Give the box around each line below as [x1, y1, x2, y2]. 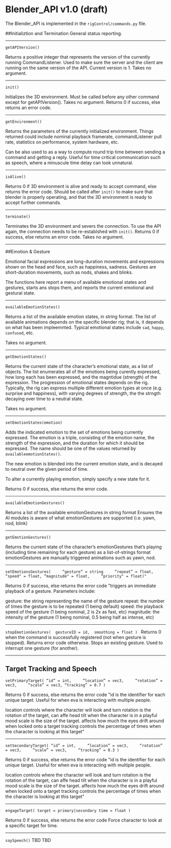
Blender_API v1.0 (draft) [5, 4, 108, 15]
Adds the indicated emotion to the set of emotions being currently [5, 429, 144, 435]
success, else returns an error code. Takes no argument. [5, 233, 124, 240]
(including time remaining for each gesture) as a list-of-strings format [5, 549, 151, 555]
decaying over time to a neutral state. [5, 395, 83, 402]
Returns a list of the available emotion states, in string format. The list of [5, 313, 156, 320]
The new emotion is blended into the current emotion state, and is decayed [5, 460, 163, 467]
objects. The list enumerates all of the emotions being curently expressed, [5, 368, 161, 375]
